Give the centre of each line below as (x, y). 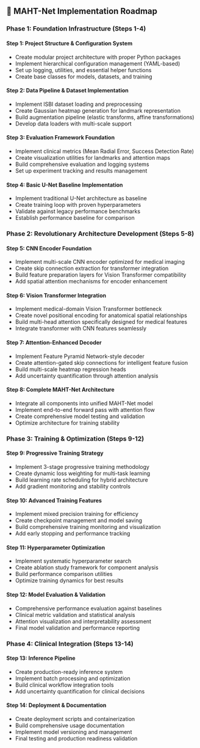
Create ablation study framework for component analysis (87, 567)
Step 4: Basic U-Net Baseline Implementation (65, 185)
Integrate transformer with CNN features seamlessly (81, 329)
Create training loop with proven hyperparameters (78, 205)
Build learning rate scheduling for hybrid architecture (81, 480)
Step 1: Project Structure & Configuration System (70, 43)
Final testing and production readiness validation (76, 738)
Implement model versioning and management (73, 731)
